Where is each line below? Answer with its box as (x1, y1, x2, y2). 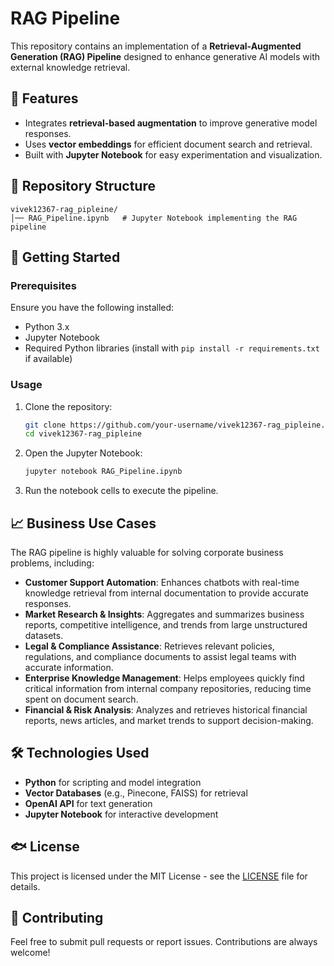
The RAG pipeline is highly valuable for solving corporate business (10, 546, 284, 558)
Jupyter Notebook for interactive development (24, 808, 219, 820)
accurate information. (24, 661, 114, 673)
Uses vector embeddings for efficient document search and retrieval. (24, 138, 313, 150)
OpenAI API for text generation (24, 797, 153, 809)
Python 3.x (24, 321, 70, 333)
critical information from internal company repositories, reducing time (24, 682, 312, 694)
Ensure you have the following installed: (10, 302, 175, 314)
